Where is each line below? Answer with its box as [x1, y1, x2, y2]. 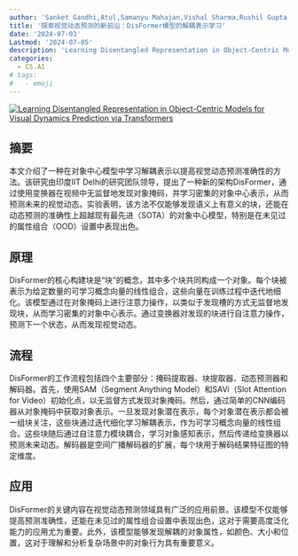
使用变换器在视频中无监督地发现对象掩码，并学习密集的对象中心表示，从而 [16, 188, 289, 199]
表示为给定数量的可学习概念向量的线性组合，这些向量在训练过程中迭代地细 [9, 286, 281, 297]
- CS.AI [17, 63, 46, 72]
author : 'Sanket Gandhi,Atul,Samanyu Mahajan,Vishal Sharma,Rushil [9, 12, 264, 22]
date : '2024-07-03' [9, 29, 82, 38]
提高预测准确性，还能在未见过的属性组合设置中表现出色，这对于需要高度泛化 [9, 515, 289, 526]
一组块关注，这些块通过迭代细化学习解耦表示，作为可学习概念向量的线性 [9, 418, 273, 428]
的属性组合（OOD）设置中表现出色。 [9, 221, 144, 231]
